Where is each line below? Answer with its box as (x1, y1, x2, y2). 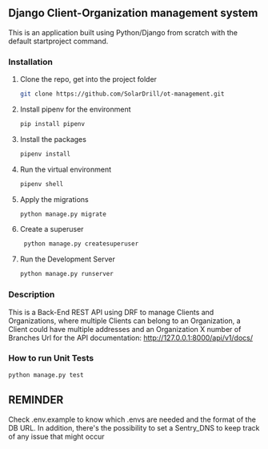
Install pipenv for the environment (19, 104, 131, 114)
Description (8, 289, 55, 300)
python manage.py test (8, 370, 84, 379)
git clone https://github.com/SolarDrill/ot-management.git (19, 90, 225, 99)
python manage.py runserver (19, 270, 114, 278)
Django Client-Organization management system (8, 6, 258, 20)
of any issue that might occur (8, 431, 106, 441)
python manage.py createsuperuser (23, 240, 139, 248)
